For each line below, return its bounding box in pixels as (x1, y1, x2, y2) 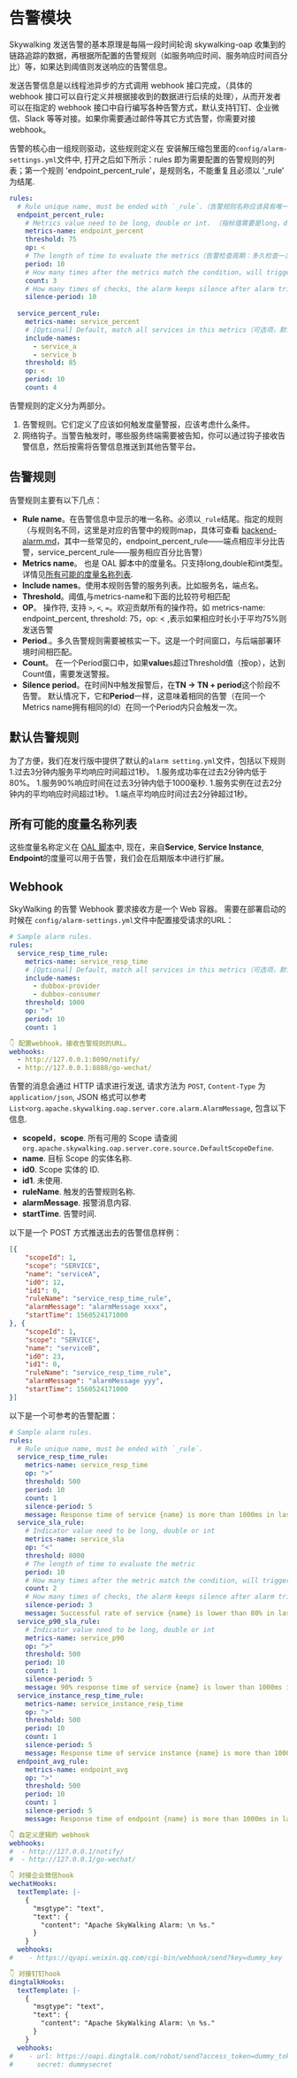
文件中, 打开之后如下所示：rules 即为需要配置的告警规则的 (56, 154, 268, 165)
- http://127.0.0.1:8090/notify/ (17, 1055, 141, 1065)
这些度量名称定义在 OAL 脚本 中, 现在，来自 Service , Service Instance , (9, 842, 264, 852)
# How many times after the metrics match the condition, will (25, 267, 263, 277)
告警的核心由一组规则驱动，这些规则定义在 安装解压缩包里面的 (9, 142, 236, 153)
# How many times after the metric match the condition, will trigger (25, 1576, 291, 1585)
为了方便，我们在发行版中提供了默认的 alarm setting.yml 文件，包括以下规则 (9, 755, 286, 766)
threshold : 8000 (25, 1551, 86, 1560)
